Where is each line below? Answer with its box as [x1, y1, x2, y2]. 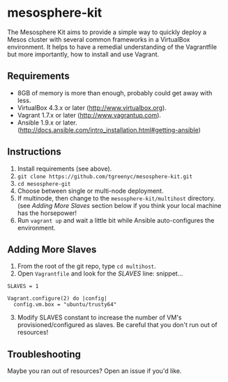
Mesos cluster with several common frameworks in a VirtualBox [7, 35, 190, 43]
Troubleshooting [7, 348, 82, 360]
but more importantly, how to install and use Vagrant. [7, 50, 160, 58]
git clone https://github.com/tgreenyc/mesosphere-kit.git [17, 173, 193, 180]
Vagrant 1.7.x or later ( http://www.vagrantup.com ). [17, 111, 162, 119]
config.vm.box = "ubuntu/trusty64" [13, 301, 117, 308]
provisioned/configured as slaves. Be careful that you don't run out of [17, 321, 218, 329]
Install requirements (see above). [17, 164, 112, 173]
